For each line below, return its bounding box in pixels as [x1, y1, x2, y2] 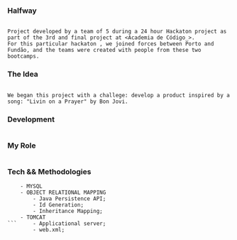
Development [7, 114, 55, 124]
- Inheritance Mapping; [33, 208, 103, 215]
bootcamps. [7, 53, 40, 60]
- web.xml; [33, 227, 65, 234]
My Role [7, 141, 36, 151]
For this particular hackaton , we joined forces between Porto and [7, 40, 214, 48]
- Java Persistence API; [33, 195, 106, 202]
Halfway [7, 6, 37, 16]
